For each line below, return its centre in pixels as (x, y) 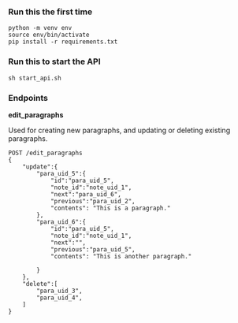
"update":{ (40, 167)
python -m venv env (40, 28)
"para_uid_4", (59, 298)
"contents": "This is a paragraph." (110, 208)
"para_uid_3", (59, 291)
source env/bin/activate (49, 35)
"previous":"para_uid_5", (93, 249)
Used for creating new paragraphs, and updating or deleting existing (119, 130)
